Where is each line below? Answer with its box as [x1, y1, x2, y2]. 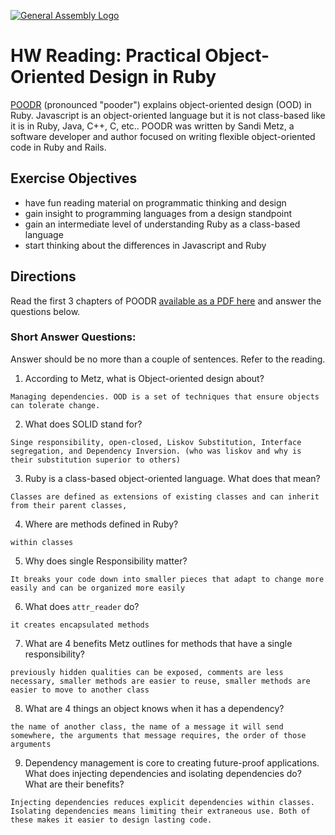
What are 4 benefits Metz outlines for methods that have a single [24, 637, 293, 649]
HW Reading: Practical [10, 45, 202, 67]
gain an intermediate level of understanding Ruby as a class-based [24, 218, 301, 230]
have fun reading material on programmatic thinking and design [24, 196, 287, 209]
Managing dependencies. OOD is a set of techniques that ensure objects [10, 391, 320, 402]
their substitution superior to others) [10, 455, 182, 465]
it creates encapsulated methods [10, 620, 150, 630]
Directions [10, 268, 77, 285]
